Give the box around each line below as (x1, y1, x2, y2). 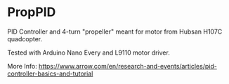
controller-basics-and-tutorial (7, 69, 93, 78)
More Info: (7, 62, 37, 70)
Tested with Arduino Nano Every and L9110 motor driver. (7, 48, 170, 57)
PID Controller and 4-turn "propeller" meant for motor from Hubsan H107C (7, 27, 223, 36)
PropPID (7, 4, 56, 20)
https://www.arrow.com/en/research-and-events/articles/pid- (38, 62, 218, 70)
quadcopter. (7, 34, 43, 43)
